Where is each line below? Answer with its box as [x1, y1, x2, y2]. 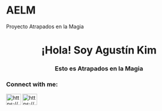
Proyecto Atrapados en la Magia [6, 23, 84, 30]
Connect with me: [6, 80, 58, 88]
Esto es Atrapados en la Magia [55, 65, 143, 73]
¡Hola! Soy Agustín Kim [41, 43, 157, 57]
